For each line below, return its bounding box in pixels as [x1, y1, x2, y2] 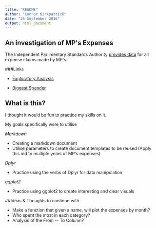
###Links [5, 66, 24, 72]
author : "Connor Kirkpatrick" [5, 12, 67, 17]
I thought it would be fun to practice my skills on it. [5, 112, 107, 118]
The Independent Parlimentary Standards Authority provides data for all [5, 52, 149, 57]
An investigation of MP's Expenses [5, 38, 114, 47]
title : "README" [5, 7, 38, 12]
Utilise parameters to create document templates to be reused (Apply [12, 145, 152, 151]
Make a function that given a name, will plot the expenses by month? [12, 207, 150, 213]
